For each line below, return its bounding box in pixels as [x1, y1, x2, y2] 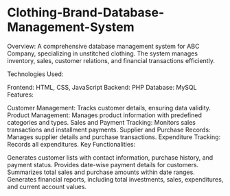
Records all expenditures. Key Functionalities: [7, 140, 136, 148]
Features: [7, 90, 34, 99]
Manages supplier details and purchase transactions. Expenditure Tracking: [7, 132, 221, 141]
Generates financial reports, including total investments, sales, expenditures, [7, 175, 224, 183]
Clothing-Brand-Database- [7, 5, 165, 21]
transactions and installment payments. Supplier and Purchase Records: [7, 125, 211, 134]
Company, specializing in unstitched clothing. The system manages [7, 49, 198, 58]
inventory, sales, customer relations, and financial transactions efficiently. [7, 56, 215, 64]
